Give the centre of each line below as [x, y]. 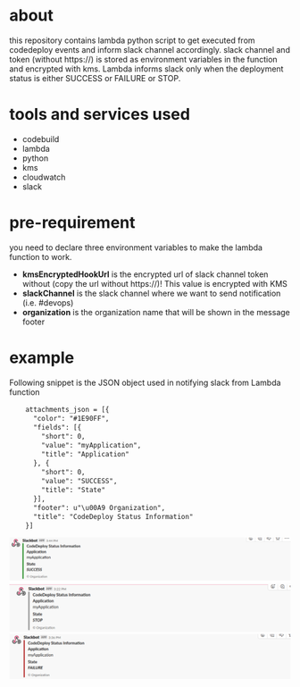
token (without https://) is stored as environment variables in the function [144, 59]
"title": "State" [73, 490]
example [42, 357]
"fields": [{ [57, 427]
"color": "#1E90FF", [71, 418]
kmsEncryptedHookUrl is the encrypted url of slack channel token [145, 274]
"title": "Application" [85, 454]
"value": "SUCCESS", [79, 481]
